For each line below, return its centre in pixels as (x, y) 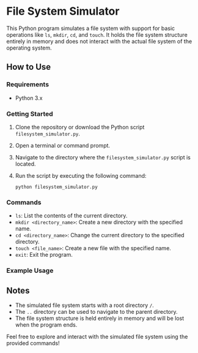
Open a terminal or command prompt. (63, 145)
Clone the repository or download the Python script (80, 127)
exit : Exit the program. (44, 255)
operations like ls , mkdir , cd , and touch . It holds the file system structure (97, 34)
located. (25, 164)
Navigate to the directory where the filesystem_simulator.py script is (103, 157)
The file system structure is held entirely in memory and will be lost (100, 318)
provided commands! (33, 343)
